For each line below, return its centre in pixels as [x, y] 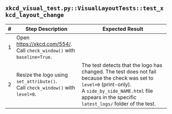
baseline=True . [34, 56]
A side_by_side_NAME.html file [117, 91]
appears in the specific [109, 97]
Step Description [46, 29]
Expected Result [123, 29]
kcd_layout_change [35, 15]
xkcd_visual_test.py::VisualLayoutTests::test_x [84, 8]
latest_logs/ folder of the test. [119, 104]
